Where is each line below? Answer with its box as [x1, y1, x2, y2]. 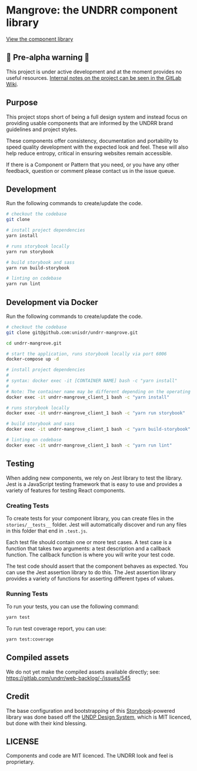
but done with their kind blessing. [6, 719, 87, 726]
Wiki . [6, 81, 19, 88]
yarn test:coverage [6, 636, 54, 642]
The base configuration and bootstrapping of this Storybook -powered [6, 707, 175, 714]
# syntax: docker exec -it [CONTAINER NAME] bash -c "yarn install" [6, 378, 178, 384]
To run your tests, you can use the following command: [6, 603, 139, 610]
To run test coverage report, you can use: [6, 625, 107, 632]
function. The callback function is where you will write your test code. [6, 551, 175, 558]
